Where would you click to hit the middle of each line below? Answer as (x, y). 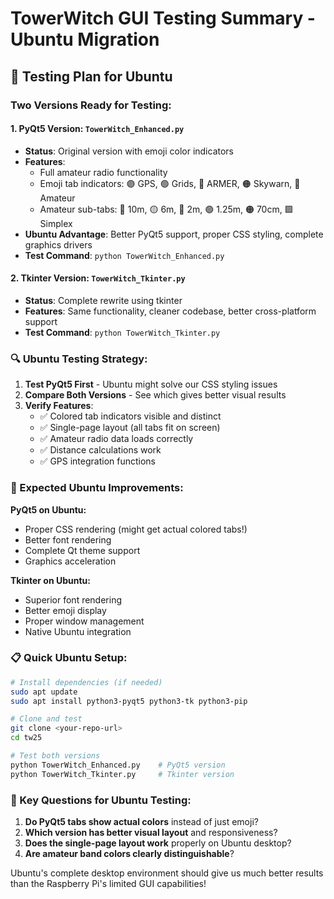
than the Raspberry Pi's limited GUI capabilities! (108, 883)
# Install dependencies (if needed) (86, 682)
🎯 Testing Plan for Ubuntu (91, 76)
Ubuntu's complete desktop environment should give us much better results (167, 873)
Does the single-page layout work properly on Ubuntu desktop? (158, 843)
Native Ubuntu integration (78, 631)
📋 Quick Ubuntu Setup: (69, 658)
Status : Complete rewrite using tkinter (103, 300)
